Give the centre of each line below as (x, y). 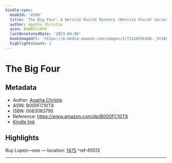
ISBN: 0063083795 (33, 111)
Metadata (21, 88)
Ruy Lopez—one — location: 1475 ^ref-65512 (53, 150)
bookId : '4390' (26, 15)
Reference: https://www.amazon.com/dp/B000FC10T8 (70, 116)
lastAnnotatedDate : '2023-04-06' (46, 34)
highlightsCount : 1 (31, 44)
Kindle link (24, 121)
